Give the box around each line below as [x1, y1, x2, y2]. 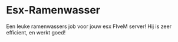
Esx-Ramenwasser [6, 3, 101, 17]
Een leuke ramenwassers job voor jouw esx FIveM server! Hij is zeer [6, 23, 172, 30]
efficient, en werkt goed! [6, 29, 66, 36]
